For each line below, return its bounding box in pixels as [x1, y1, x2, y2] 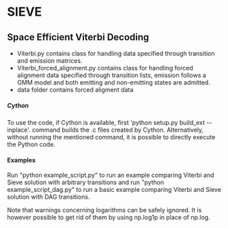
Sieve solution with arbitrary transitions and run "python [7, 178, 165, 186]
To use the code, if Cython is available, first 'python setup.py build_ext [7, 118, 205, 126]
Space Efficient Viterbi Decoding [7, 31, 149, 43]
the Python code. [7, 140, 56, 148]
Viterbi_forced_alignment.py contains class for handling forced [16, 64, 193, 72]
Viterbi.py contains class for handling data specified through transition [16, 49, 215, 57]
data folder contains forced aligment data [16, 86, 134, 94]
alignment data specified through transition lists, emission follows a [16, 71, 207, 79]
